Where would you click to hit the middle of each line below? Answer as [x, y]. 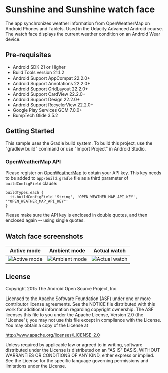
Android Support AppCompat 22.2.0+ [51, 78]
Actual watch [110, 250]
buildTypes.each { [24, 192]
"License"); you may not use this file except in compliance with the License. [83, 320]
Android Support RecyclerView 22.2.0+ [53, 105]
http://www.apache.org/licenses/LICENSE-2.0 [53, 335]
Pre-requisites [28, 55]
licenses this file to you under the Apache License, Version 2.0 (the [74, 315]
